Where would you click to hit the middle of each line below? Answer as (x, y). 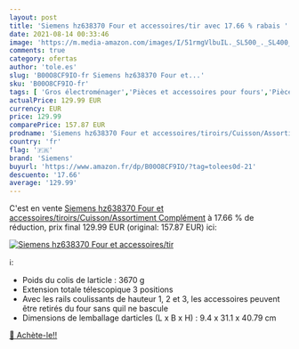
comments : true (37, 51)
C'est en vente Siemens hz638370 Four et (87, 208)
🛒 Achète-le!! (33, 336)
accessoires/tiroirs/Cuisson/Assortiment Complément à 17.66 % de (132, 218)
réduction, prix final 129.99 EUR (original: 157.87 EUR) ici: (113, 227)
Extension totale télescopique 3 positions (97, 289)
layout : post (33, 17)
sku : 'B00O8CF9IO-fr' (49, 84)
